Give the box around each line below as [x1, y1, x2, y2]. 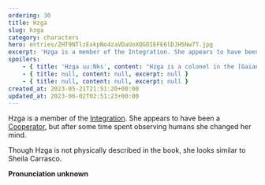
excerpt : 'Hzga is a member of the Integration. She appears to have [8, 48, 242, 56]
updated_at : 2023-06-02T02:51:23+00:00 [8, 92, 140, 100]
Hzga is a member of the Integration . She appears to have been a [8, 113, 221, 123]
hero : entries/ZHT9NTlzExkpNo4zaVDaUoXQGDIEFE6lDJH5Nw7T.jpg [8, 41, 214, 49]
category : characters [8, 33, 80, 42]
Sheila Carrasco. [8, 154, 62, 164]
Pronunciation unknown [8, 169, 89, 179]
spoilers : [8, 56, 41, 64]
